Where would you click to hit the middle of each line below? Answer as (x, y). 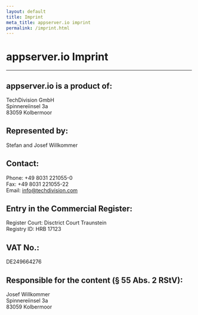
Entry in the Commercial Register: (69, 209)
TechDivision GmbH (30, 100)
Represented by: (37, 131)
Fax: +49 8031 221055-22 (37, 184)
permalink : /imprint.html (38, 28)
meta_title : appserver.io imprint (49, 22)
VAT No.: (23, 247)
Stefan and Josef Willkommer (42, 145)
